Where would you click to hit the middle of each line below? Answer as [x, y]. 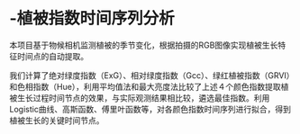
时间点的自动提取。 [52, 56]
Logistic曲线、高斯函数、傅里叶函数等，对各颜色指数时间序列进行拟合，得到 [150, 109]
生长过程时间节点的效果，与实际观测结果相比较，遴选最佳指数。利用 [143, 98]
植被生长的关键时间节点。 [57, 120]
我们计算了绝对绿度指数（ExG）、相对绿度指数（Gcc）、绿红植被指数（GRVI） [150, 75]
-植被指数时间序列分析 [92, 18]
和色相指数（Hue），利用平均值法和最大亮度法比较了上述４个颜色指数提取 [145, 86]
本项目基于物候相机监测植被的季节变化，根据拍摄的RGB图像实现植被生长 [144, 45]
